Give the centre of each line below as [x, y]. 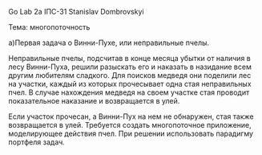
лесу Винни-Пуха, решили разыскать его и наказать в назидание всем [130, 67]
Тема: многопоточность [49, 27]
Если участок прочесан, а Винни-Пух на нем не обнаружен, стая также [131, 116]
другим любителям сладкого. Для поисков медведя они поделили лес [130, 75]
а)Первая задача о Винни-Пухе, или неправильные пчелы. [109, 43]
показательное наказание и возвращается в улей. [94, 101]
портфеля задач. [37, 142]
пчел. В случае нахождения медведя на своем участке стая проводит [129, 92]
